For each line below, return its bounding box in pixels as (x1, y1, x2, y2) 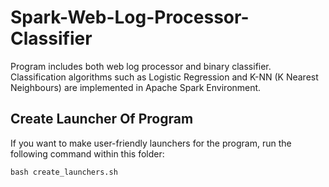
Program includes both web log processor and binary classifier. (10, 60, 272, 72)
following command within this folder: (10, 147, 165, 160)
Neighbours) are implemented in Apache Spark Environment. (10, 81, 262, 93)
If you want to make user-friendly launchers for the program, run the (10, 137, 292, 149)
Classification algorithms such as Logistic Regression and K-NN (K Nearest (10, 71, 319, 83)
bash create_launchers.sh (10, 167, 118, 177)
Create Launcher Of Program (10, 111, 194, 128)
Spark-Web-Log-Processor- (10, 6, 250, 29)
